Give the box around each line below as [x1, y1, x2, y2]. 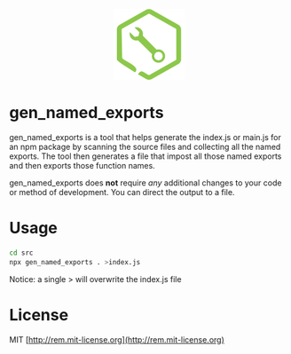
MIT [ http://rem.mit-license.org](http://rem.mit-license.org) [9, 334, 224, 345]
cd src [9, 248, 34, 257]
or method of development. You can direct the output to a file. [9, 186, 235, 197]
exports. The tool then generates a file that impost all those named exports [9, 151, 282, 161]
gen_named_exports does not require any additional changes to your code [9, 177, 282, 188]
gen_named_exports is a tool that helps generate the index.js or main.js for [9, 131, 282, 142]
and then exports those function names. [9, 160, 155, 170]
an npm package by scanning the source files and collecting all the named [9, 141, 281, 152]
